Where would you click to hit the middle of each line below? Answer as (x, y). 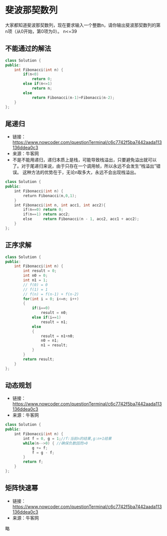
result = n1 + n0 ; (58, 336)
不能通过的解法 (28, 49)
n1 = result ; (54, 345)
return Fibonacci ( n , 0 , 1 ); (50, 195)
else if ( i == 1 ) (46, 317)
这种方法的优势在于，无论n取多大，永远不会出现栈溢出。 (81, 172)
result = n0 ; (54, 313)
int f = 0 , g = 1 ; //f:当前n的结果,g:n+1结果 (68, 438)
